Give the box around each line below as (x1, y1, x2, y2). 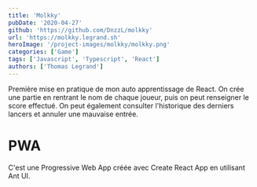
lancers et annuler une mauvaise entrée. (8, 109, 139, 119)
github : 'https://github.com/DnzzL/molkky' (8, 26, 153, 34)
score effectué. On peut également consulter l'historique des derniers (8, 101, 234, 110)
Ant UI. (8, 170, 31, 181)
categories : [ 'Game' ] (8, 48, 79, 56)
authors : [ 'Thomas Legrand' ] (8, 63, 104, 71)
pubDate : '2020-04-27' (8, 19, 83, 27)
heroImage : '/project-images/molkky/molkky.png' (8, 41, 171, 49)
